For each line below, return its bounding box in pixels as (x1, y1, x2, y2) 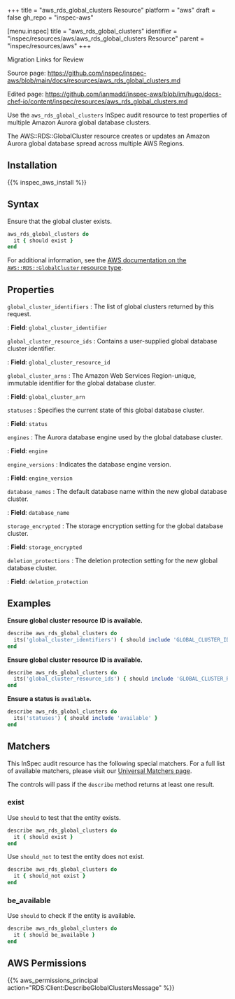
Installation (7, 160, 57, 171)
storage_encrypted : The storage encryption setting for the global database (7, 522, 224, 530)
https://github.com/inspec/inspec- (48, 69, 147, 77)
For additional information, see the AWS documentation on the (7, 256, 187, 264)
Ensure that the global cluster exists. (7, 217, 112, 225)
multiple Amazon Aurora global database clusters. (7, 118, 152, 127)
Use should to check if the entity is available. (7, 912, 136, 920)
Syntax (7, 199, 39, 211)
